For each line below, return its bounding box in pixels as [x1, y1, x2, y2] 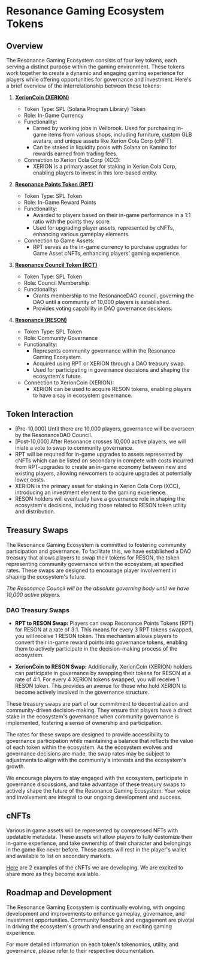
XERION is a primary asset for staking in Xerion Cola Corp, [32, 163, 177, 170]
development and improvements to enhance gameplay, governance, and [6, 910, 185, 917]
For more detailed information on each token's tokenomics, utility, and [6, 940, 178, 948]
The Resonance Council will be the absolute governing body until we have [6, 585, 190, 592]
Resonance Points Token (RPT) [14, 181, 94, 188]
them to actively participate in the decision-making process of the [14, 645, 178, 652]
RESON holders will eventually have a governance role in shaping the [14, 495, 186, 502]
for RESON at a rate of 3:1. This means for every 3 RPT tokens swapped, [14, 625, 193, 633]
